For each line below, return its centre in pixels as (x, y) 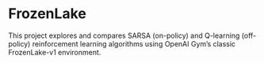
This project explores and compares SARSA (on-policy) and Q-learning (124, 35)
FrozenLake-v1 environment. (55, 52)
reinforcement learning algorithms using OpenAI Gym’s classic (134, 43)
